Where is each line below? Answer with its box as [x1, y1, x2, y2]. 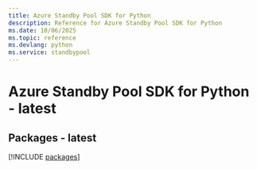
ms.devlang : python [8, 41, 73, 49]
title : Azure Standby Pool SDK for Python [8, 11, 151, 20]
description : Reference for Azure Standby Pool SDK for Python [8, 19, 223, 27]
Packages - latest [8, 131, 97, 144]
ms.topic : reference [8, 33, 77, 42]
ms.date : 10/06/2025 [8, 26, 77, 34]
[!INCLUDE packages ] [8, 152, 80, 161]
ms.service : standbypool [8, 48, 91, 56]
